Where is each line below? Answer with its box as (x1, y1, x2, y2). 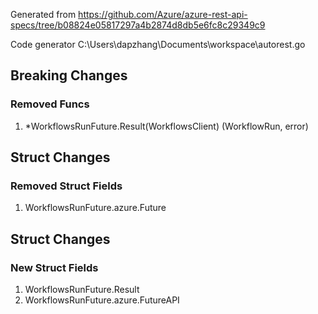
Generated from (10, 9, 77, 20)
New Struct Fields (10, 260, 99, 274)
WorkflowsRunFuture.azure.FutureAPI (24, 294, 180, 306)
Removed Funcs (10, 97, 90, 111)
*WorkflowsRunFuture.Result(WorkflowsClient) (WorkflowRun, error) (24, 120, 309, 132)
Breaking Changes (10, 67, 128, 84)
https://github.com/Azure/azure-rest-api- (78, 9, 248, 20)
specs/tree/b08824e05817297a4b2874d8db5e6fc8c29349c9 (10, 19, 266, 31)
